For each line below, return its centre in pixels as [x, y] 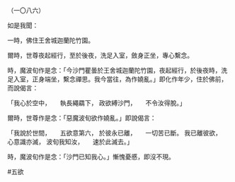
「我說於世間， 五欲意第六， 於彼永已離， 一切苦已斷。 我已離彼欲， [113, 133]
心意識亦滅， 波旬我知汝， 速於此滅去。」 [70, 142]
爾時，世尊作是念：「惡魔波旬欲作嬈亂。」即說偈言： [82, 118]
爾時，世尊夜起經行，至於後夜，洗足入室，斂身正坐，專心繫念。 [100, 55]
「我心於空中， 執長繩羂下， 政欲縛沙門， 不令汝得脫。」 [97, 103]
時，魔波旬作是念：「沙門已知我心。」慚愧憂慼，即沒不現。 [91, 157]
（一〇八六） [26, 10]
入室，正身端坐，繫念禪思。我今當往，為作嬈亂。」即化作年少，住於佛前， [120, 79]
